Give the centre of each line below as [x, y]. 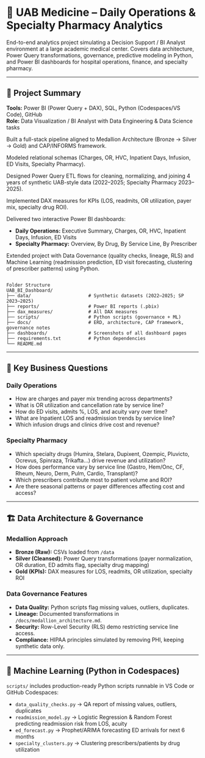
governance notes [28, 328]
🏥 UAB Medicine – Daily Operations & [101, 13]
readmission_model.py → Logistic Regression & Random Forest [93, 717]
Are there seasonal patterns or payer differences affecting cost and [100, 486]
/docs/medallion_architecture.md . [58, 620]
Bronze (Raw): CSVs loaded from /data [65, 552]
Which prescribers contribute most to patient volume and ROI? [94, 480]
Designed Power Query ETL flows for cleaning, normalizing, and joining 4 [99, 176]
